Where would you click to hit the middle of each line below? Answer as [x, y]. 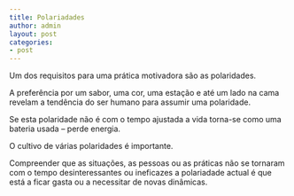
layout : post [33, 34]
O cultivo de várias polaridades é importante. [91, 146]
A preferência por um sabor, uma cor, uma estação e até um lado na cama [144, 93]
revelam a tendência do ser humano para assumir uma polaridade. [130, 102]
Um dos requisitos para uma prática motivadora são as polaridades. [133, 75]
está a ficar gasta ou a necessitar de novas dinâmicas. [108, 182]
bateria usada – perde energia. [65, 129]
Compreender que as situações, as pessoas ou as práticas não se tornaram [147, 163]
